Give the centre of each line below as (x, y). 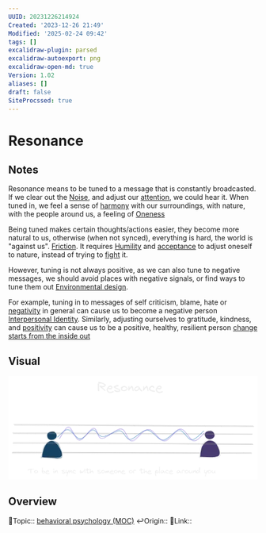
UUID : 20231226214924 (44, 17)
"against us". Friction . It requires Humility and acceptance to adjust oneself (130, 247)
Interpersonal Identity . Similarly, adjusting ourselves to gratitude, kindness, (130, 319)
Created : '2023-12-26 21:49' (56, 25)
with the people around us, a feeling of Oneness (87, 214)
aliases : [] (28, 83)
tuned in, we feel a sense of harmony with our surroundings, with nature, (127, 205)
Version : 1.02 (32, 75)
